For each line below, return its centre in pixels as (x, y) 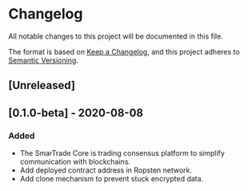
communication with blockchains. (75, 162)
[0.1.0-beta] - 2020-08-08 (76, 113)
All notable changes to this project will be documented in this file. (116, 36)
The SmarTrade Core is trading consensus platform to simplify (122, 153)
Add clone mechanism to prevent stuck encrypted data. (112, 179)
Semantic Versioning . (43, 60)
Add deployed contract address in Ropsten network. (106, 170)
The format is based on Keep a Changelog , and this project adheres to (124, 51)
